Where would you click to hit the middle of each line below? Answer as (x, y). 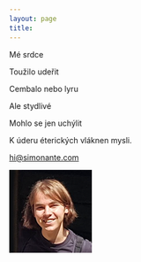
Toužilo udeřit (34, 72)
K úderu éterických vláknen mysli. (70, 140)
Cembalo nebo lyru (44, 89)
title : (21, 28)
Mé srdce (26, 54)
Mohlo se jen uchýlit (45, 123)
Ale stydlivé (30, 105)
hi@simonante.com (44, 157)
